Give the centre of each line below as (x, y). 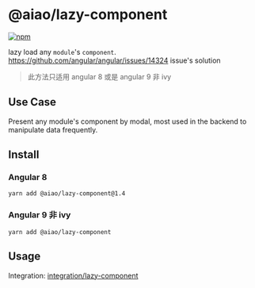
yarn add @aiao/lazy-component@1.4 (67, 194)
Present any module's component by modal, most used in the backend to (127, 121)
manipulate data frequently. (53, 129)
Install (24, 155)
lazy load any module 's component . (62, 52)
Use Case (32, 102)
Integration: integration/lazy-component (73, 275)
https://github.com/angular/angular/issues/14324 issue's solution (114, 60)
